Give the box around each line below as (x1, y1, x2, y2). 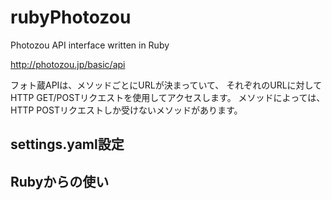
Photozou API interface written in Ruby (10, 39, 170, 51)
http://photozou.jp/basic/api (10, 58, 126, 70)
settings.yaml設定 (10, 136, 125, 153)
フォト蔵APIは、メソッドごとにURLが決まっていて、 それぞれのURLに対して (10, 79, 323, 91)
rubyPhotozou (10, 6, 132, 29)
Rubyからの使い (10, 173, 110, 190)
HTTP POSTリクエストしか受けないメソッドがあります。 (10, 104, 243, 116)
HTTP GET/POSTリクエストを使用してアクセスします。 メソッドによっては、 (10, 91, 326, 103)
